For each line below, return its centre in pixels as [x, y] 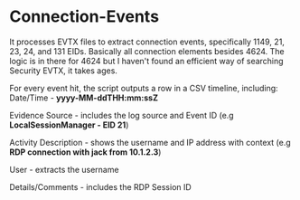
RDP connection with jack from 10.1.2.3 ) [85, 152]
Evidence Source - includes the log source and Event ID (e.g [122, 115]
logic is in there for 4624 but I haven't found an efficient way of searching [146, 61]
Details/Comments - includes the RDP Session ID [100, 186]
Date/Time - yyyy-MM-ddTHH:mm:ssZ [84, 98]
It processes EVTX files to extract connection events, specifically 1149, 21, [147, 42]
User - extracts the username [64, 169]
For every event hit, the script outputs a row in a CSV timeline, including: [144, 88]
